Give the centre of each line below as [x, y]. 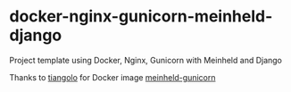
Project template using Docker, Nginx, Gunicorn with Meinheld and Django [146, 60]
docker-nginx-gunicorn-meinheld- [141, 17]
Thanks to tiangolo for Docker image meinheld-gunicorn [112, 77]
